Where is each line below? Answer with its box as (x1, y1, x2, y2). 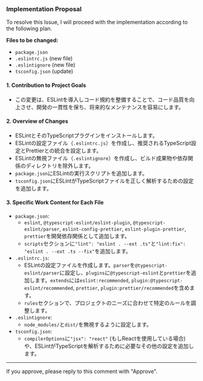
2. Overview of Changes (6, 117, 68, 125)
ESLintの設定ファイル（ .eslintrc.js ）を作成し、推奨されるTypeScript (14, 139, 192, 146)
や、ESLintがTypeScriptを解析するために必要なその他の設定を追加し (24, 342, 195, 350)
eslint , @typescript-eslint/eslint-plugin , (24, 218, 132, 226)
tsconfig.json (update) (14, 68, 74, 75)
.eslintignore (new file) (14, 61, 76, 68)
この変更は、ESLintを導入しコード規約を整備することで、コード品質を (14, 96, 190, 103)
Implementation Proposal (6, 5, 82, 13)
